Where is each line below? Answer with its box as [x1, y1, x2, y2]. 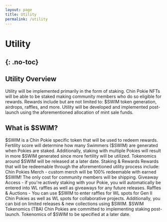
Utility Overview [5, 75, 57, 83]
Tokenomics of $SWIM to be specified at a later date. [21, 211, 131, 217]
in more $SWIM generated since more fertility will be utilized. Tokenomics [5, 153, 157, 159]
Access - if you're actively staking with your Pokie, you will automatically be [5, 179, 161, 185]
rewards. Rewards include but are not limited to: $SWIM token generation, [5, 98, 157, 105]
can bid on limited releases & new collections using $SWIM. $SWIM [5, 201, 144, 207]
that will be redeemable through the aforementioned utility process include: [5, 163, 160, 170]
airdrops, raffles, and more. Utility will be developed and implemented [5, 104, 149, 110]
